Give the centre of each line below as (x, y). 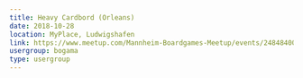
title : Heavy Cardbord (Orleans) (72, 17)
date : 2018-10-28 (42, 26)
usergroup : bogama (44, 51)
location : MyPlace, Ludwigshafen (72, 34)
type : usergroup (40, 59)
